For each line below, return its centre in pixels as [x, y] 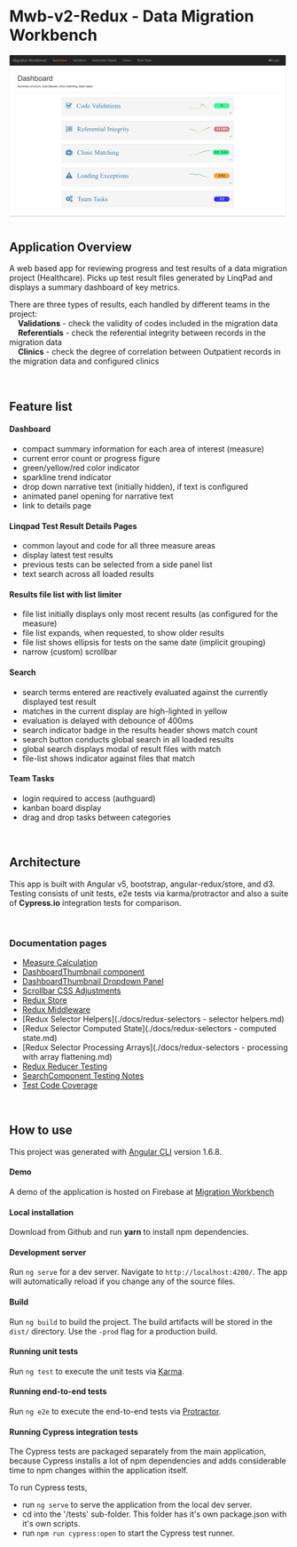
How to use [41, 1130]
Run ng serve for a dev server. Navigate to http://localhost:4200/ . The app [148, 1272]
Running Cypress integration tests [74, 1431]
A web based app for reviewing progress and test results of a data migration [148, 269]
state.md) [39, 1038]
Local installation [41, 1212]
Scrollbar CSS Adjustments [71, 990]
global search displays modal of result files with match [121, 749]
